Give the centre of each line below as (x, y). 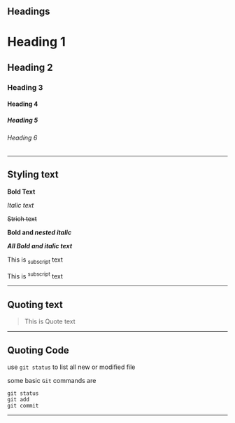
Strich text (22, 219)
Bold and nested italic (40, 232)
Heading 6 (22, 138)
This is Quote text (50, 321)
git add (19, 399)
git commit (23, 405)
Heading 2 (30, 67)
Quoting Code (38, 350)
